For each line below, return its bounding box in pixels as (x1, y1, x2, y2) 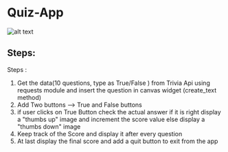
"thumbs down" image (16, 122, 81, 131)
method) (16, 93, 42, 101)
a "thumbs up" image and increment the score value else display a (16, 115, 205, 123)
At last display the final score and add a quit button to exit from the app (16, 137, 218, 145)
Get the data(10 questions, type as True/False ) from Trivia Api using (16, 79, 211, 87)
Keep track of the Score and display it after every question (16, 129, 183, 138)
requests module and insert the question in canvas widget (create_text (16, 86, 217, 94)
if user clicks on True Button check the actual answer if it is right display (16, 107, 221, 116)
